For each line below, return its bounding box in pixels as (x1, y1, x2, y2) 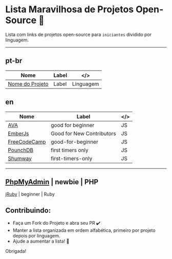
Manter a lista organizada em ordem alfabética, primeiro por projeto (12, 227, 156, 233)
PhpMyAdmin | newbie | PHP (5, 178, 99, 186)
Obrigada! (5, 248, 27, 254)
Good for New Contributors (51, 129, 116, 137)
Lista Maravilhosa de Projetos (5, 4, 134, 15)
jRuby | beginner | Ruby (5, 191, 55, 198)
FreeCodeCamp (8, 138, 46, 145)
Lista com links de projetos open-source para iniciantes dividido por (5, 31, 152, 37)
